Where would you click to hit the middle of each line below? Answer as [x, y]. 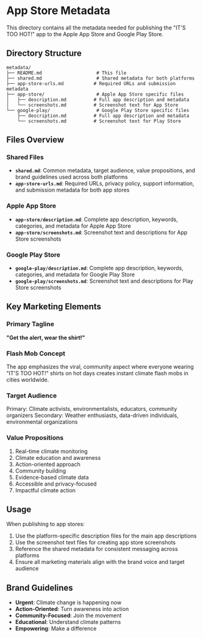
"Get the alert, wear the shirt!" [46, 337]
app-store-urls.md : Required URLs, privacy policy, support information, [105, 184]
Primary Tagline [30, 324]
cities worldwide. [28, 380]
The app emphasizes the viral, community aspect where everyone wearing [100, 367]
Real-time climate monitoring [52, 451]
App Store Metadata [59, 11]
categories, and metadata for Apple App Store [73, 226]
